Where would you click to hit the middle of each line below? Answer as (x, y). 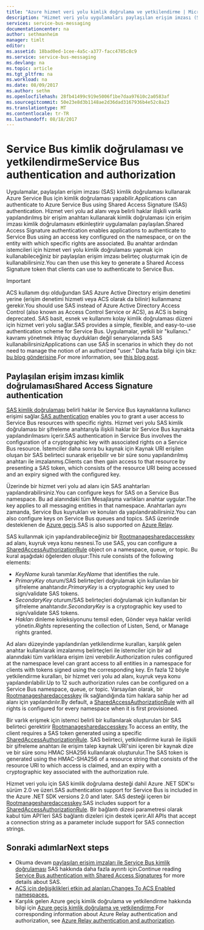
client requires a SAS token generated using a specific (74, 733)
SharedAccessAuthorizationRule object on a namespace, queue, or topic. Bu (102, 549)
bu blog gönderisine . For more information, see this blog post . (83, 357)
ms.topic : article (29, 68)
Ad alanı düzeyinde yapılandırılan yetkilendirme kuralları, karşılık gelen (94, 644)
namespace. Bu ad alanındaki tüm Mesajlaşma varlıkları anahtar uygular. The (101, 499)
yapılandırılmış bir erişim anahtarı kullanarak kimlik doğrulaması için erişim (99, 218)
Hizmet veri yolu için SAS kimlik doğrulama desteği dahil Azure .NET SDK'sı (100, 783)
